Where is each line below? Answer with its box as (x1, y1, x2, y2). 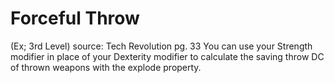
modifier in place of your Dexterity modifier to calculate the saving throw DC (10, 50, 325, 62)
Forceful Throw (10, 7, 140, 30)
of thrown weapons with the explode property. (10, 61, 202, 73)
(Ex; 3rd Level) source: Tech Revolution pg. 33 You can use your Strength (10, 40, 313, 52)
